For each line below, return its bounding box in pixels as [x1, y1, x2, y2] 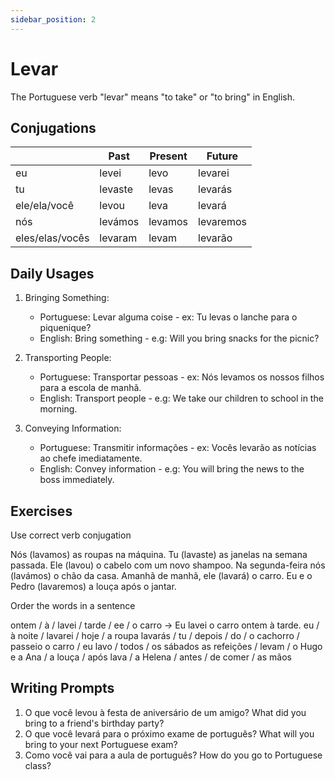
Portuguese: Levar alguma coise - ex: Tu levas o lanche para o [39, 311, 298, 323]
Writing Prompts [10, 680, 115, 697]
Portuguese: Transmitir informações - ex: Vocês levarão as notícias [39, 442, 317, 454]
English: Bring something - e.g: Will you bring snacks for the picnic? [39, 332, 320, 345]
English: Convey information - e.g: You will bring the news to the [39, 463, 305, 475]
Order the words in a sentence [10, 600, 136, 611]
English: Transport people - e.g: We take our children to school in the [39, 392, 324, 405]
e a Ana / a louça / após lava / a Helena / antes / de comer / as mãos [10, 651, 292, 663]
